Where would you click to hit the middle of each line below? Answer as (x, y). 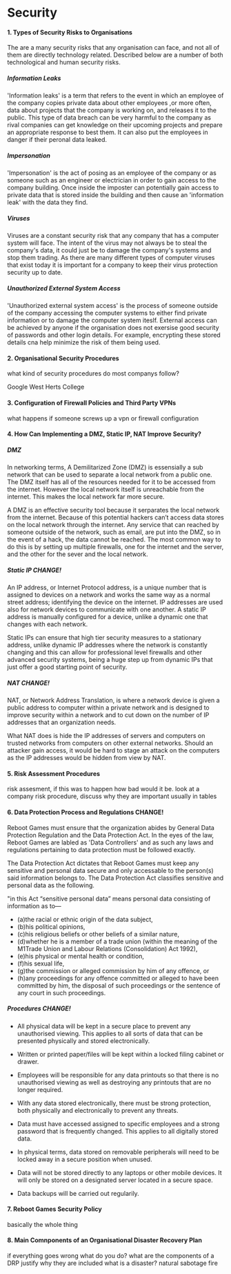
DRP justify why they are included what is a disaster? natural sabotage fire (113, 1263)
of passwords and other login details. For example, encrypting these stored (114, 335)
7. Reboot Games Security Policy (54, 1209)
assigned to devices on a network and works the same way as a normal (109, 595)
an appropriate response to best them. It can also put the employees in (108, 132)
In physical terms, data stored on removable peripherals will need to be (118, 1152)
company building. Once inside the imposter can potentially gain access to (113, 187)
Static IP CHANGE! (34, 570)
